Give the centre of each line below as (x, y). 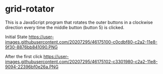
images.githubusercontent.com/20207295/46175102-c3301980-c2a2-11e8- (81, 61)
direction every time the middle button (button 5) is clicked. (65, 27)
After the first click (24, 56)
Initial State (16, 37)
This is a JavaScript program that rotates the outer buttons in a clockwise (79, 22)
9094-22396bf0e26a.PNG (32, 67)
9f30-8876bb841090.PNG (31, 47)
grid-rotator (30, 9)
